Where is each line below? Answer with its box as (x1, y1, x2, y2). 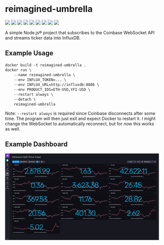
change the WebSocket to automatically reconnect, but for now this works (5, 121, 154, 127)
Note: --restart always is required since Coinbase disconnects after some (5, 110, 156, 116)
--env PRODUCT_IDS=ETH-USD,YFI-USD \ (14, 87, 91, 92)
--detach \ (14, 97, 36, 102)
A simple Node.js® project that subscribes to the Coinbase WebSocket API (5, 29, 155, 35)
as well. (5, 126, 20, 132)
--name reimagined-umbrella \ (14, 72, 76, 77)
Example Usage (5, 49, 54, 57)
